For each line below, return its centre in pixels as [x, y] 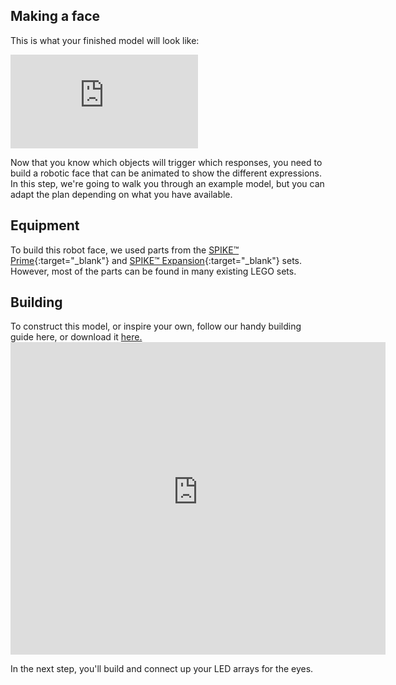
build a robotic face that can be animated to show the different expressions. [166, 173]
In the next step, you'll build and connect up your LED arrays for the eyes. [162, 669]
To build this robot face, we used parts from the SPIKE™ [125, 250]
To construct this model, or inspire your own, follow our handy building [156, 326]
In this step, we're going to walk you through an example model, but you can [167, 183]
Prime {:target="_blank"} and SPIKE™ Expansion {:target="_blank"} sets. [156, 260]
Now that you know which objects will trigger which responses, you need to [166, 162]
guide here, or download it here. [76, 337]
